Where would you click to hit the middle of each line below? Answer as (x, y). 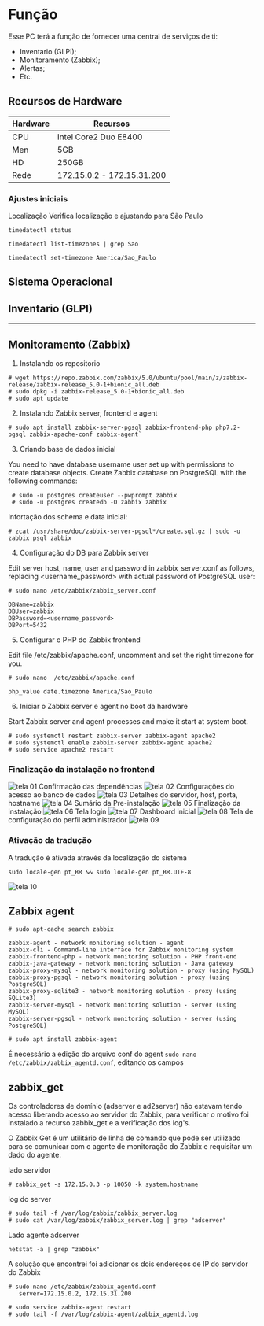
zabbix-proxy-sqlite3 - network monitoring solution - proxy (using (123, 992)
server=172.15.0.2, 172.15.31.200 (75, 1294)
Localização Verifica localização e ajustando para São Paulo (106, 216)
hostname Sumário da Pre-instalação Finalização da (125, 803)
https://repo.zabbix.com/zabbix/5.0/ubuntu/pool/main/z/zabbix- (140, 378)
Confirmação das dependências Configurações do (137, 787)
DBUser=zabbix (31, 611)
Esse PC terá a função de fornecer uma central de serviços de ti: (113, 36)
